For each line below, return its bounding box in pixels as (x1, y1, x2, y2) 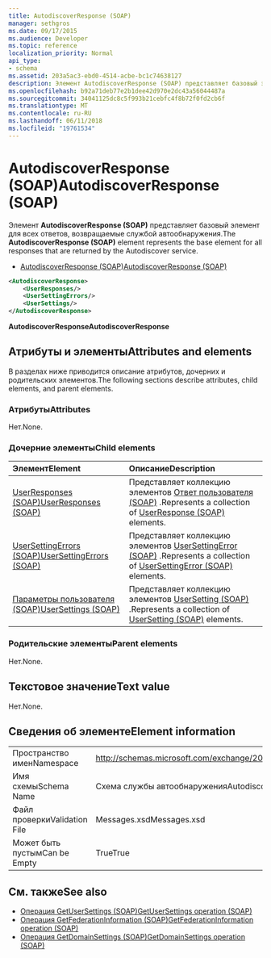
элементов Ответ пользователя (128, 487, 254, 498)
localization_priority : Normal (8, 49, 114, 57)
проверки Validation (12, 814, 88, 826)
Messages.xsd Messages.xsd (95, 814, 206, 826)
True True (95, 847, 131, 859)
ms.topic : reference (8, 42, 78, 50)
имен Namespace (12, 758, 79, 769)
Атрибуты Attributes (8, 404, 91, 415)
